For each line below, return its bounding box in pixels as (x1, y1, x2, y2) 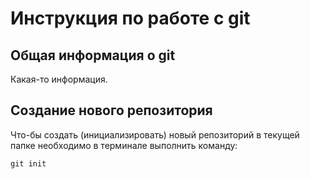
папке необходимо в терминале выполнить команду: (10, 139, 238, 151)
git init (10, 158, 47, 169)
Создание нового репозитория (10, 102, 213, 119)
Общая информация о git (10, 47, 176, 64)
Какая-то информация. (10, 73, 108, 85)
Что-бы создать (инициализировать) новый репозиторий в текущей (10, 128, 300, 141)
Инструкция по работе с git (10, 7, 251, 30)
